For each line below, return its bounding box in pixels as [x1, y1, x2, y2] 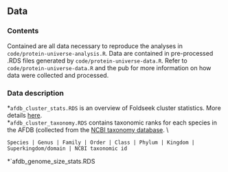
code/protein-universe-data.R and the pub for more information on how [7, 63, 212, 72]
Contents [7, 26, 39, 36]
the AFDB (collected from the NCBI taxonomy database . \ [7, 125, 169, 133]
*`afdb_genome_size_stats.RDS [7, 157, 95, 165]
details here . [7, 111, 43, 119]
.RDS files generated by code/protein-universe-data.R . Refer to [7, 56, 187, 65]
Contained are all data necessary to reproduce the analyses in [7, 41, 183, 50]
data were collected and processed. [7, 71, 109, 79]
